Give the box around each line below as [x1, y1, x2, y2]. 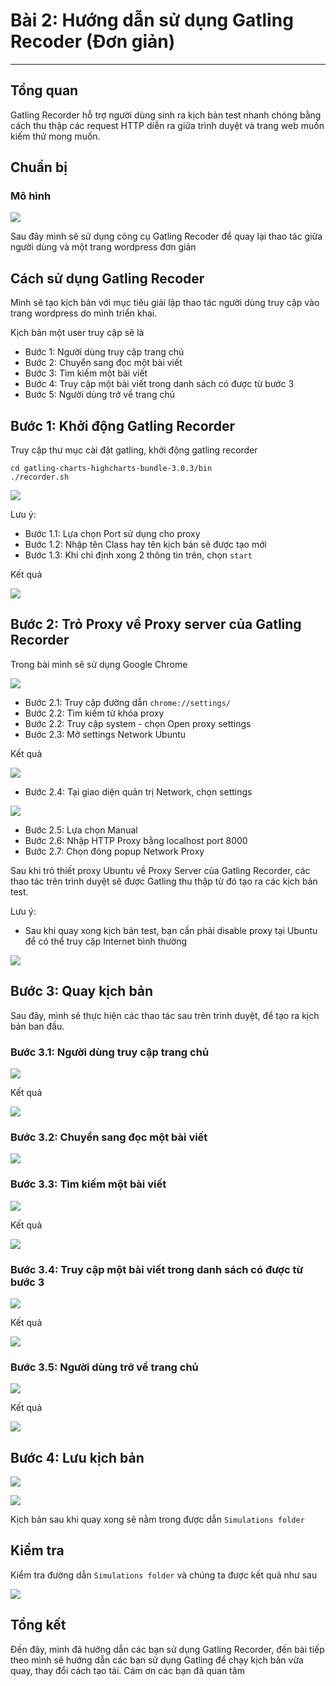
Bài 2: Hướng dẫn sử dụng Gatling [10, 9, 294, 32]
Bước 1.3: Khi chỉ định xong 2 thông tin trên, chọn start [24, 549, 253, 561]
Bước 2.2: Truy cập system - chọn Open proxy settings [24, 717, 252, 729]
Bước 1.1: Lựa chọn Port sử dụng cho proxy [24, 528, 201, 540]
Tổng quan [10, 82, 79, 99]
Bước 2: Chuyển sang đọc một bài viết [24, 357, 183, 369]
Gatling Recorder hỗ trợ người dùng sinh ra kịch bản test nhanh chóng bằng [10, 109, 322, 121]
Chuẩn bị [10, 159, 68, 176]
